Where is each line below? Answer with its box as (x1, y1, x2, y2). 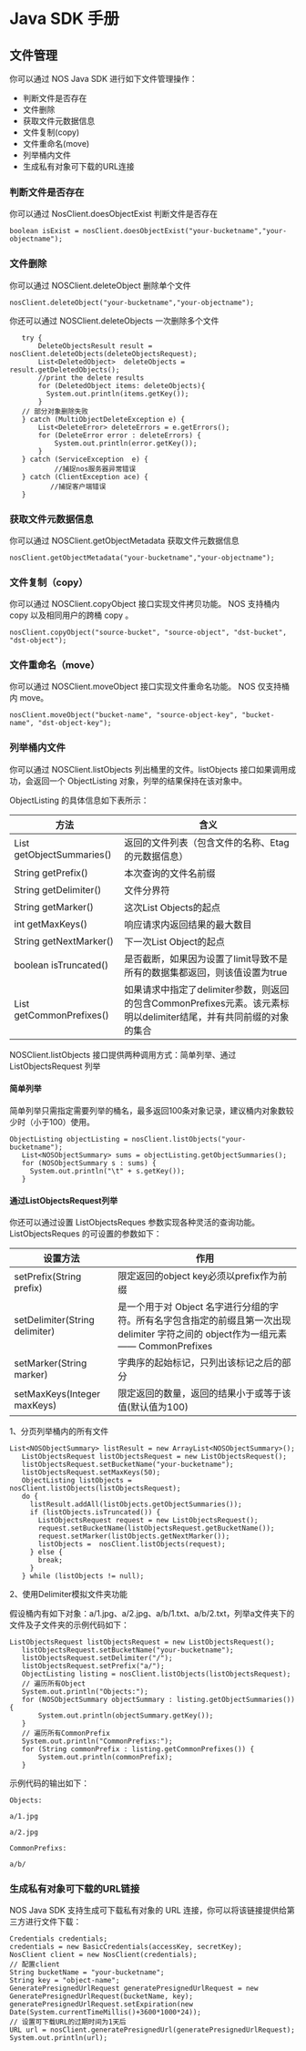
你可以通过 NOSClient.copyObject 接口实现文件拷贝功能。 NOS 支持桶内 (9, 599, 280, 610)
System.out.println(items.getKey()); (46, 389, 189, 398)
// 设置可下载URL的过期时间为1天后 (9, 2017, 127, 2027)
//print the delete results (37, 373, 145, 383)
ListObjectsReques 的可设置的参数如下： (9, 1228, 162, 1239)
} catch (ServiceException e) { (21, 455, 148, 464)
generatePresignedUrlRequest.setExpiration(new (9, 2000, 194, 2009)
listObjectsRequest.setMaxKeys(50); (21, 1468, 161, 1477)
